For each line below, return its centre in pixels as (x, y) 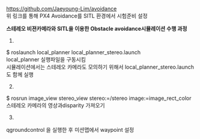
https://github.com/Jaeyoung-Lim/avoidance (62, 9)
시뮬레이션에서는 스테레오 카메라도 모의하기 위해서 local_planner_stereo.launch (100, 67)
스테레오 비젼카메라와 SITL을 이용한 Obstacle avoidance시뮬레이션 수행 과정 (97, 29)
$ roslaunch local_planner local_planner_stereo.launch (74, 52)
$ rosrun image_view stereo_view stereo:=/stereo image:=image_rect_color (99, 98)
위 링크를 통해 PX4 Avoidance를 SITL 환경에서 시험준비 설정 (77, 16)
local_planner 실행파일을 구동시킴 (46, 59)
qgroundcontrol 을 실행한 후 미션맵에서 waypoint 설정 (70, 130)
